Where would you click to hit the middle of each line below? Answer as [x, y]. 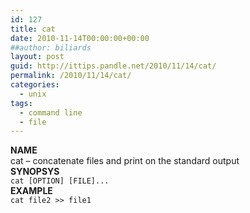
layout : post [37, 57]
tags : [21, 103]
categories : [35, 85]
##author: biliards [51, 47]
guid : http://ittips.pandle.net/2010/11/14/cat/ [113, 66]
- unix [33, 94]
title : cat [33, 29]
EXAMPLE [31, 191]
